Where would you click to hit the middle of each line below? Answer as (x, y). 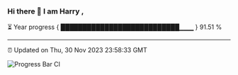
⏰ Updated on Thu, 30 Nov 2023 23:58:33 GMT (77, 50)
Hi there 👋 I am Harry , (46, 11)
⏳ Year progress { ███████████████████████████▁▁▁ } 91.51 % (115, 27)
